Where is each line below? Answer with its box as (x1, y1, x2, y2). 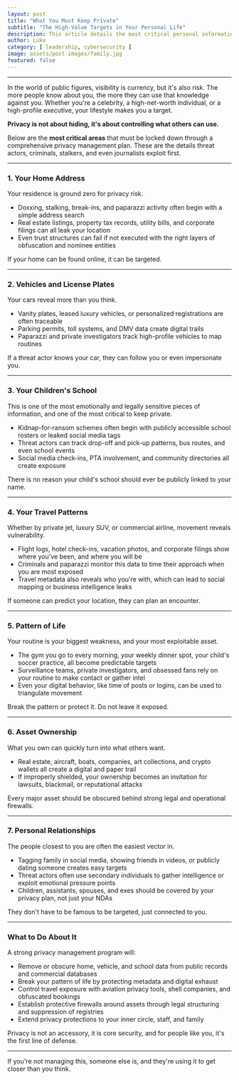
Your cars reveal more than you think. (7, 295, 117, 304)
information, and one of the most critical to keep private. (7, 409, 173, 418)
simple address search (17, 211, 85, 220)
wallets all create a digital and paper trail (17, 765, 137, 773)
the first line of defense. (7, 1036, 78, 1045)
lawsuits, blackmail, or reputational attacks (17, 780, 143, 788)
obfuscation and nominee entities (17, 241, 116, 250)
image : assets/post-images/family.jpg (7, 51, 122, 58)
